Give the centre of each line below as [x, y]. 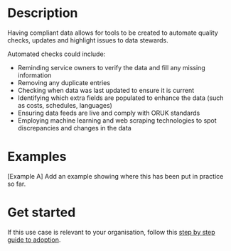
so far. [17, 184]
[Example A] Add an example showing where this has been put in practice [116, 176]
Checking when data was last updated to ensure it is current [106, 90]
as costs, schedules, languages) [65, 105]
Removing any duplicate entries [64, 82]
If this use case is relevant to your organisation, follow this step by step [111, 232]
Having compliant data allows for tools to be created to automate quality [113, 33]
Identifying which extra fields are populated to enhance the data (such [120, 98]
